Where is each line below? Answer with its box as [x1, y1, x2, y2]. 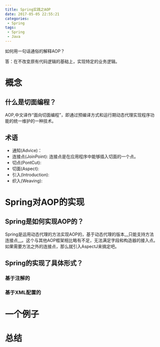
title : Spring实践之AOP [5, 7, 51, 12]
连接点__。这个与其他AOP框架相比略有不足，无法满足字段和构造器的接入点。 [5, 237, 158, 243]
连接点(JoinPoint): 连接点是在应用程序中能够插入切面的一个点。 [12, 154, 139, 159]
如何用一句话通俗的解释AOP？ [5, 48, 65, 54]
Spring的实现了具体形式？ [5, 259, 83, 267]
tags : [5, 25, 16, 30]
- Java [7, 35, 21, 39]
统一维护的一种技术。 [13, 118, 56, 124]
